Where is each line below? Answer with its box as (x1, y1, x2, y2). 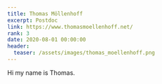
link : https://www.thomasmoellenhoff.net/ (7, 23, 133, 30)
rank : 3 (7, 29, 30, 37)
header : (7, 43, 30, 50)
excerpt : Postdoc (7, 17, 58, 24)
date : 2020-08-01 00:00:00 (7, 36, 86, 43)
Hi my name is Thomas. (7, 68, 76, 77)
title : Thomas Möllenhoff (7, 10, 83, 17)
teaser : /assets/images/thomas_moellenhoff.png (13, 50, 156, 57)
